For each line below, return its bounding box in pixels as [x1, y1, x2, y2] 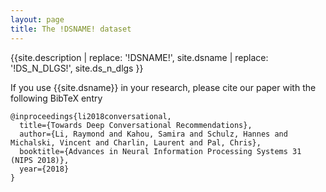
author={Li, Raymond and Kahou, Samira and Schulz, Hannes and [19, 129, 288, 139]
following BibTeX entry [10, 92, 103, 104]
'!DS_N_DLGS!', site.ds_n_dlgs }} [10, 62, 144, 74]
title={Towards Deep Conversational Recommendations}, [19, 120, 253, 130]
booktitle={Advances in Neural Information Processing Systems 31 [19, 146, 302, 156]
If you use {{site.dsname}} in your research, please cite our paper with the [10, 81, 317, 93]
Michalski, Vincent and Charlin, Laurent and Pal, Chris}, [10, 137, 262, 148]
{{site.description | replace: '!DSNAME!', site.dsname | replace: [10, 51, 269, 63]
